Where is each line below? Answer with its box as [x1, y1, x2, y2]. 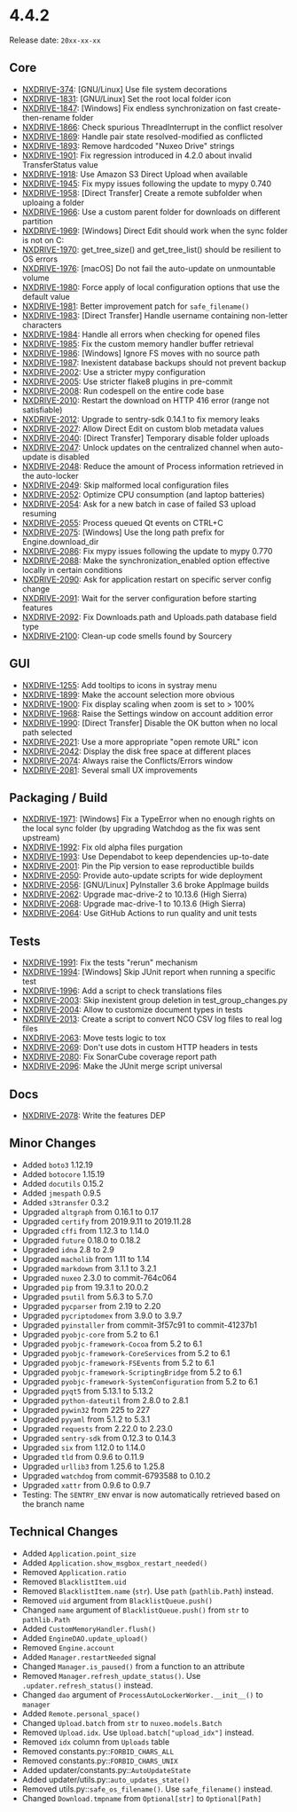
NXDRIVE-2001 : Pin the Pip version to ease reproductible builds [21, 861, 254, 872]
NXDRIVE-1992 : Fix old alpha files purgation [21, 842, 184, 852]
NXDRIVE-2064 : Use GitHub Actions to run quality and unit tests [21, 908, 257, 919]
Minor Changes [9, 1136, 97, 1151]
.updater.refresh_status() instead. [21, 1680, 153, 1690]
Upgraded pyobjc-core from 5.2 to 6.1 [21, 1329, 160, 1339]
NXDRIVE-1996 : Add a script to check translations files [21, 985, 223, 996]
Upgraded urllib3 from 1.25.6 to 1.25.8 [21, 1461, 166, 1471]
